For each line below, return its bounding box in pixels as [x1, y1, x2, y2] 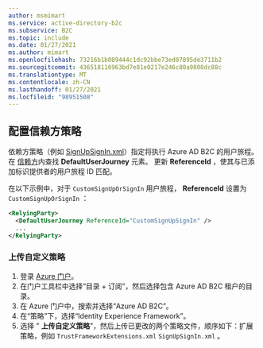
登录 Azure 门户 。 [19, 271, 79, 280]
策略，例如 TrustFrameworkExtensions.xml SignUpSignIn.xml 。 [19, 331, 225, 340]
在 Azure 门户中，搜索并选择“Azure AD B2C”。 [19, 301, 173, 311]
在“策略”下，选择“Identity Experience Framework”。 [19, 311, 191, 320]
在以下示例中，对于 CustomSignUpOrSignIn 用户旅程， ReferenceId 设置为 [8, 184, 247, 193]
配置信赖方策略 [8, 124, 82, 137]
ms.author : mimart [8, 48, 69, 56]
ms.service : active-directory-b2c [8, 19, 123, 27]
